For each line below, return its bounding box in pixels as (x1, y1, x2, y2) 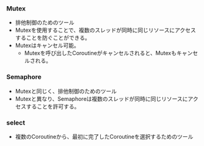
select (6, 118, 26, 126)
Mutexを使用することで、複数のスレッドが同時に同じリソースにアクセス (15, 26, 197, 34)
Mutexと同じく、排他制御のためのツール (15, 87, 117, 95)
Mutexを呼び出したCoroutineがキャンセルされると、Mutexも (24, 49, 177, 57)
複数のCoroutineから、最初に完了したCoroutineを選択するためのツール (15, 133, 194, 140)
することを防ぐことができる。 (15, 34, 90, 42)
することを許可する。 (26, 103, 80, 110)
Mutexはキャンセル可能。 (15, 42, 79, 49)
